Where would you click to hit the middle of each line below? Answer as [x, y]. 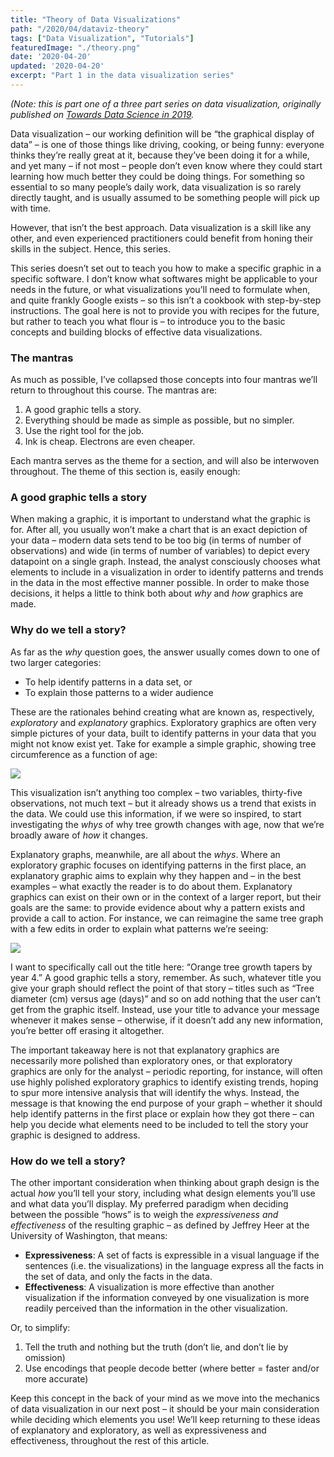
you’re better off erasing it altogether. [87, 1030]
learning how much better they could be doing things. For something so [157, 176]
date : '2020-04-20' [51, 57]
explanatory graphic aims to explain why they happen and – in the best [156, 875]
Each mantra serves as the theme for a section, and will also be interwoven [165, 461]
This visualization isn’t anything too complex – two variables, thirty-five [156, 792]
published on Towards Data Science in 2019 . [102, 114]
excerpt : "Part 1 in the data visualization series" [122, 76]
